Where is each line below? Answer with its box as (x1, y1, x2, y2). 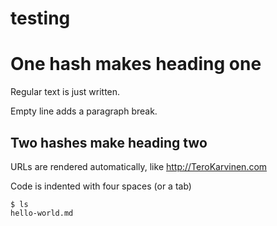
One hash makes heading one (10, 53, 262, 76)
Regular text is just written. (10, 86, 121, 98)
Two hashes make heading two (10, 134, 208, 151)
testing (10, 7, 71, 30)
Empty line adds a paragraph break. (10, 105, 158, 117)
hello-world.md (10, 208, 74, 218)
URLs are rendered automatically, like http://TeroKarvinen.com (10, 160, 268, 172)
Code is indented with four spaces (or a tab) (10, 180, 192, 192)
